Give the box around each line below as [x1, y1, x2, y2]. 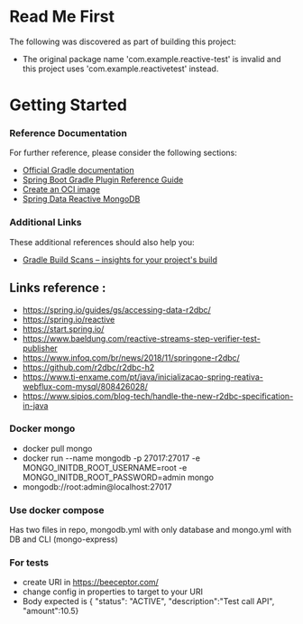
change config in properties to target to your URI [22, 586, 203, 597]
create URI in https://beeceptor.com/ [22, 577, 160, 588]
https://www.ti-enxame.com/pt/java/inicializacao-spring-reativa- [22, 372, 263, 382]
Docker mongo [9, 422, 76, 435]
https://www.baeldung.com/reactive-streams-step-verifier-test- [22, 333, 262, 344]
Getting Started [9, 95, 128, 115]
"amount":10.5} [22, 606, 79, 617]
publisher [22, 343, 59, 353]
